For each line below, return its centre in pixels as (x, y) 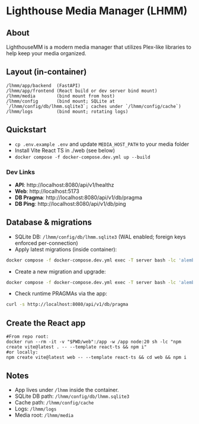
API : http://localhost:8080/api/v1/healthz (64, 184)
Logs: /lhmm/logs (36, 409)
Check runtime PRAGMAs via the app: (61, 294)
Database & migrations (49, 223)
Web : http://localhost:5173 (47, 191)
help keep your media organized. (46, 53)
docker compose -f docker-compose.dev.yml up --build (82, 157)
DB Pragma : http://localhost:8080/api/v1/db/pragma (78, 197)
